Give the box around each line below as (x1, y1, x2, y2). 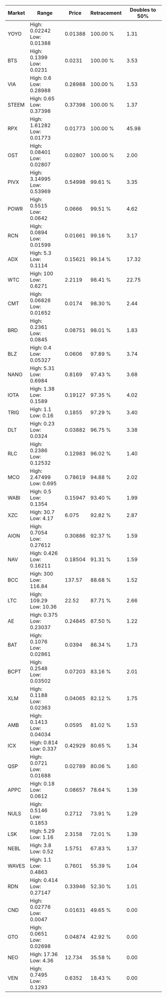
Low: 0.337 (29, 745, 57, 752)
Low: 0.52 (29, 848, 54, 855)
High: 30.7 (29, 509, 55, 515)
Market (7, 9, 25, 16)
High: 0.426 (29, 550, 58, 557)
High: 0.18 (29, 780, 55, 787)
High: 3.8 (29, 842, 52, 849)
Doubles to (130, 6, 157, 13)
